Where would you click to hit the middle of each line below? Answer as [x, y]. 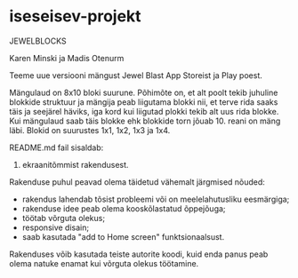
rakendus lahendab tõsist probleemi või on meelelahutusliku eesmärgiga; [156, 199]
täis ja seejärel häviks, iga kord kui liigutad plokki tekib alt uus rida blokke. [144, 111]
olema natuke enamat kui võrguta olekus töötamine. [104, 263]
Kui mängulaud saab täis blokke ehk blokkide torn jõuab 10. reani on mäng [145, 121]
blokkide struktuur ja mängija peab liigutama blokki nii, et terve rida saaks [144, 102]
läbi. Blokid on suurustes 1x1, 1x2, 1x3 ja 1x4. [90, 130]
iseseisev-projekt [75, 16]
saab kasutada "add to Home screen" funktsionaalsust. [123, 236]
